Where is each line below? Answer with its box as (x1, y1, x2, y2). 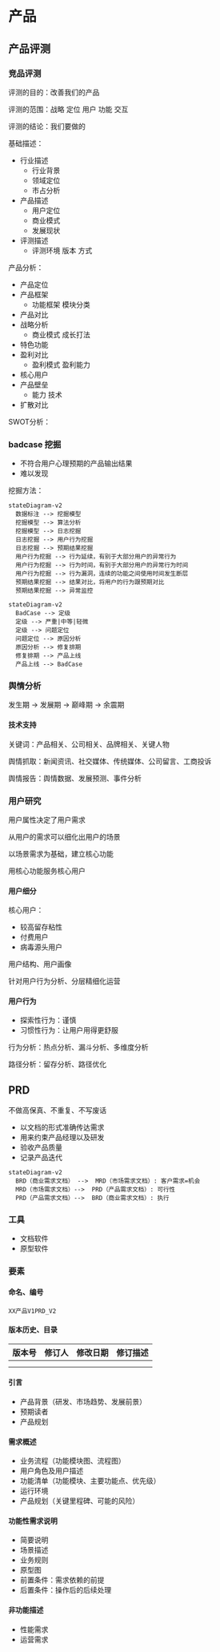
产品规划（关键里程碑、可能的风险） (19, 1496, 140, 1506)
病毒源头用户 (19, 942, 62, 952)
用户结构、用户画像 (8, 959, 72, 969)
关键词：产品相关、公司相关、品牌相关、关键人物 (8, 739, 170, 749)
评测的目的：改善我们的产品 (8, 87, 100, 97)
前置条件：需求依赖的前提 (19, 1575, 105, 1585)
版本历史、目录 (8, 1325, 58, 1335)
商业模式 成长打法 (31, 329, 90, 339)
